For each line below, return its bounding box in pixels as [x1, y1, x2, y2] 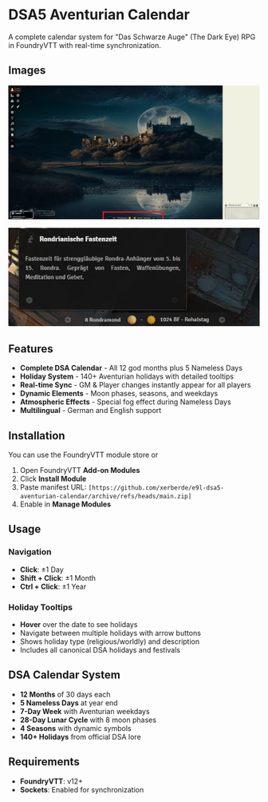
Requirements [8, 755, 80, 768]
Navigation [8, 546, 52, 558]
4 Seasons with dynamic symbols [19, 723, 132, 733]
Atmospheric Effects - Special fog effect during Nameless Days [19, 397, 231, 407]
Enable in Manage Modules [19, 499, 112, 509]
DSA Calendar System [8, 669, 121, 682]
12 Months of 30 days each [19, 689, 111, 699]
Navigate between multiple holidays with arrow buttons [19, 628, 202, 637]
